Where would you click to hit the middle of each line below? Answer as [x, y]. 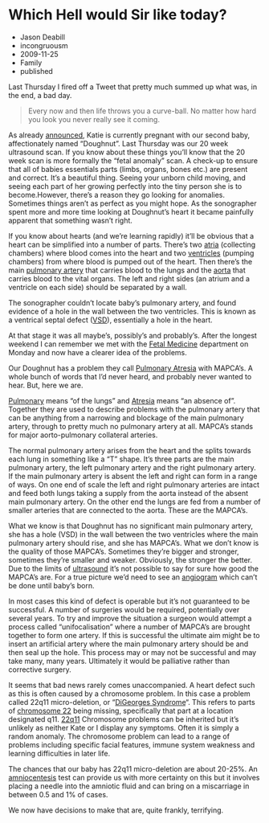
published [37, 71]
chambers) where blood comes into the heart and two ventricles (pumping [131, 253]
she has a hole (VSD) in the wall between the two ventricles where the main [133, 534]
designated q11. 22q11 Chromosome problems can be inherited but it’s [124, 719]
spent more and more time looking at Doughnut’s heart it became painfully [131, 211]
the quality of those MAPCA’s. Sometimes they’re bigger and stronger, [124, 551]
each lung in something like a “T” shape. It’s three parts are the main [121, 459]
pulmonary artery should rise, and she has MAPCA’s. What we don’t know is [134, 543]
